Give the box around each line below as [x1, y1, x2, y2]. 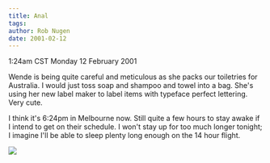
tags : [8, 19, 27, 27]
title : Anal [8, 11, 49, 20]
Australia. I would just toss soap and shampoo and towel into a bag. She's [8, 81, 254, 90]
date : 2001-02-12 [8, 34, 67, 43]
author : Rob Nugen [8, 27, 70, 35]
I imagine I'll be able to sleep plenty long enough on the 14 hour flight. [8, 131, 241, 140]
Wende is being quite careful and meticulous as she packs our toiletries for [8, 72, 258, 81]
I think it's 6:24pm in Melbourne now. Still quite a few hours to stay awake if [8, 114, 260, 123]
